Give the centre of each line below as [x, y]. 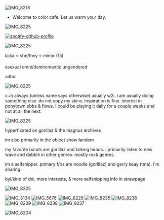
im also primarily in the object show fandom [50, 140]
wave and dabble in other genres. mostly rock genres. [60, 155]
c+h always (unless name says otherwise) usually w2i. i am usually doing [80, 95]
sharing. [14, 169]
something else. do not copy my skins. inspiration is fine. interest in [74, 101]
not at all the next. [23, 111]
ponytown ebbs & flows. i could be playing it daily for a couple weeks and [80, 106]
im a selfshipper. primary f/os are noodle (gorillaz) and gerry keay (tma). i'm [82, 164]
